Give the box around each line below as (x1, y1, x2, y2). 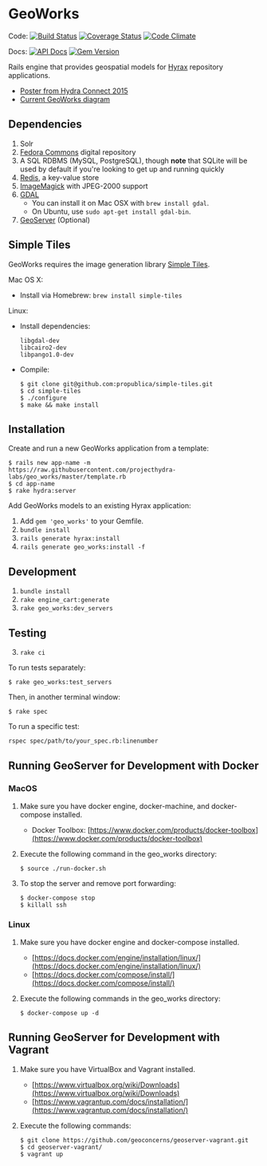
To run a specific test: (8, 722, 80, 731)
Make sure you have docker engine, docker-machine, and (19, 801, 210, 810)
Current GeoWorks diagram (19, 94, 110, 104)
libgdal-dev (19, 337, 60, 345)
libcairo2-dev (19, 344, 67, 352)
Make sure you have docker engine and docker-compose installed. (19, 937, 240, 947)
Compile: (19, 364, 50, 374)
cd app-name (15, 480, 56, 488)
